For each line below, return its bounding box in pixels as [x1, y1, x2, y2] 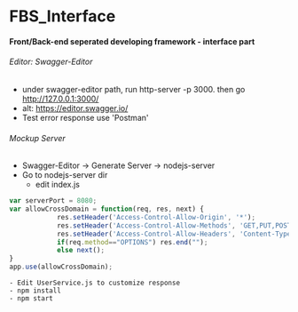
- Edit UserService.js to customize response [9, 278, 180, 288]
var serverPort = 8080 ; [9, 196, 98, 205]
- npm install [9, 286, 62, 295]
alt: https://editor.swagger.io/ [21, 102, 129, 113]
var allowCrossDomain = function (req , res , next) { [9, 204, 204, 214]
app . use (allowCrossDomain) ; [9, 262, 114, 272]
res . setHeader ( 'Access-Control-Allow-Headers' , [56, 229, 237, 238]
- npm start [9, 294, 53, 303]
